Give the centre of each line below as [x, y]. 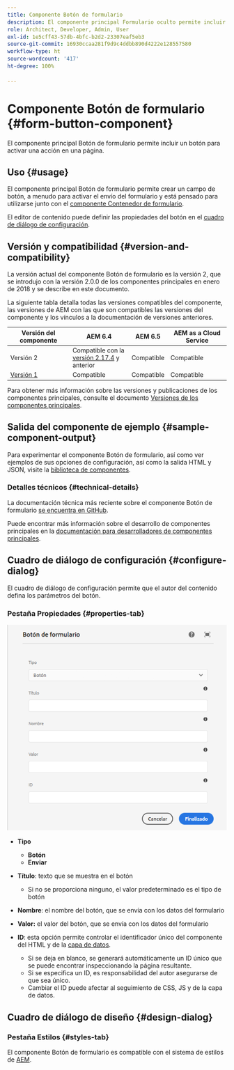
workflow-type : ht [34, 52]
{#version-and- [154, 246]
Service [197, 340]
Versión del [38, 333]
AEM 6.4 [99, 336]
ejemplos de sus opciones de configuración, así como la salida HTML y [109, 462]
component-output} [52, 438]
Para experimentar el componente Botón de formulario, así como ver [106, 455]
